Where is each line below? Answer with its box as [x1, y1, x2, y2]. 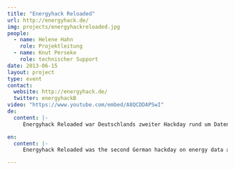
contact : [7, 82, 33, 89]
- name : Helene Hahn [13, 36, 73, 43]
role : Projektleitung [20, 43, 83, 50]
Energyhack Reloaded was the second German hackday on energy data [22, 146, 224, 154]
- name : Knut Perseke [13, 50, 77, 57]
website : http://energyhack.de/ [13, 88, 108, 95]
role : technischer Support [20, 56, 99, 63]
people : [7, 29, 30, 37]
